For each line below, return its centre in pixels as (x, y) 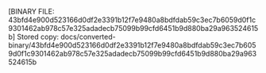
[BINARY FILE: (31, 12)
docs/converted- (89, 36)
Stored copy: (38, 36)
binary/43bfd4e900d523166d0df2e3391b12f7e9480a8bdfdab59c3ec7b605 (132, 45)
